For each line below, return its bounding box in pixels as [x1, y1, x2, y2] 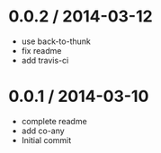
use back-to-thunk [21, 36, 91, 47]
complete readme [21, 115, 87, 126]
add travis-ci [21, 55, 69, 65]
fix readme [21, 45, 62, 55]
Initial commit [21, 134, 72, 145]
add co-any [21, 125, 65, 136]
